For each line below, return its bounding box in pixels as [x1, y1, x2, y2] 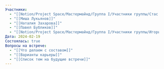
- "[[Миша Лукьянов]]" [9, 16, 56, 21]
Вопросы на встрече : [5, 43, 47, 48]
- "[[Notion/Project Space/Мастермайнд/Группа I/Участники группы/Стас [9, 12, 159, 17]
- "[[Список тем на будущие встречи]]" [9, 57, 91, 62]
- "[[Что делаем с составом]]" [9, 48, 73, 52]
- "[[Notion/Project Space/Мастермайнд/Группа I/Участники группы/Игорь [9, 30, 161, 34]
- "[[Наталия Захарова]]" [9, 20, 62, 26]
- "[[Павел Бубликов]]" [9, 25, 58, 30]
